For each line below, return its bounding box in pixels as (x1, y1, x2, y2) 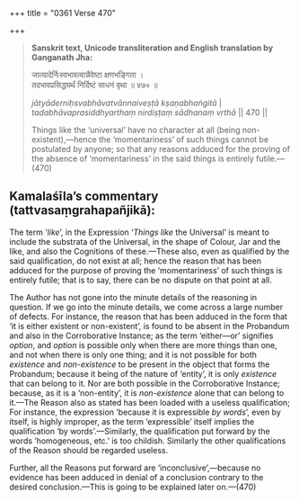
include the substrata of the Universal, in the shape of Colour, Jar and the (9, 236, 281, 246)
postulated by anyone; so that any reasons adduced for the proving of (31, 144, 290, 154)
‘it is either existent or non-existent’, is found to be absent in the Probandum (9, 320, 290, 331)
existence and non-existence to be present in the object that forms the (9, 359, 270, 370)
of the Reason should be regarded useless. (9, 444, 169, 455)
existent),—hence (31, 134, 97, 145)
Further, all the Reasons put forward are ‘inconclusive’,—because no (9, 462, 261, 473)
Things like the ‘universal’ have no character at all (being (31, 125, 241, 135)
